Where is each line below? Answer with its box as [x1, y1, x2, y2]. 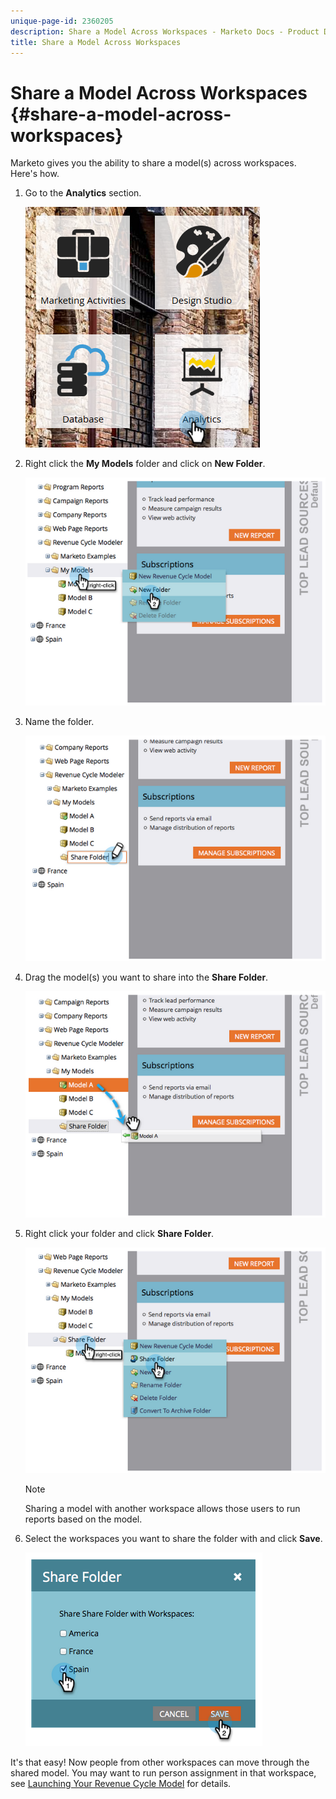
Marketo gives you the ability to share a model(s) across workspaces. [10, 157, 297, 169]
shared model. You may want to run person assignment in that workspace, [10, 1766, 317, 1779]
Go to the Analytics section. [24, 187, 142, 199]
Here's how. [10, 168, 60, 180]
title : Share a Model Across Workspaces [10, 37, 182, 47]
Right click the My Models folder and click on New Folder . [24, 458, 266, 470]
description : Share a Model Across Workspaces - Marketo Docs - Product [10, 26, 320, 37]
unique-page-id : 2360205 [10, 16, 114, 26]
